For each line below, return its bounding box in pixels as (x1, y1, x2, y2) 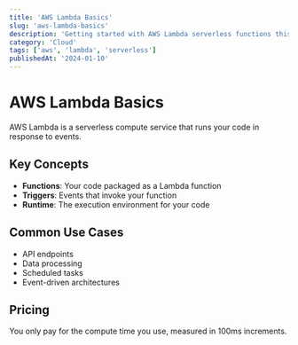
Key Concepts (9, 157, 89, 172)
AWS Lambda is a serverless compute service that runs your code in (9, 122, 260, 132)
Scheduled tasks (21, 267, 84, 278)
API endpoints (21, 248, 74, 259)
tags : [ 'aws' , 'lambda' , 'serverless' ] (9, 46, 157, 55)
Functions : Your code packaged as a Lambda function (21, 180, 222, 191)
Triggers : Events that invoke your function (21, 190, 177, 200)
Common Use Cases (9, 225, 124, 240)
